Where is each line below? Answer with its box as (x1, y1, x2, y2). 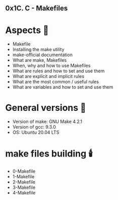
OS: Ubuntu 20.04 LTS (12, 129, 60, 136)
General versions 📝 (5, 102, 87, 113)
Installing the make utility (12, 47, 65, 53)
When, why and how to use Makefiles (12, 63, 91, 69)
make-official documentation (12, 52, 73, 58)
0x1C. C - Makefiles (5, 4, 68, 13)
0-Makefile (12, 168, 36, 174)
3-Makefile (12, 184, 36, 190)
